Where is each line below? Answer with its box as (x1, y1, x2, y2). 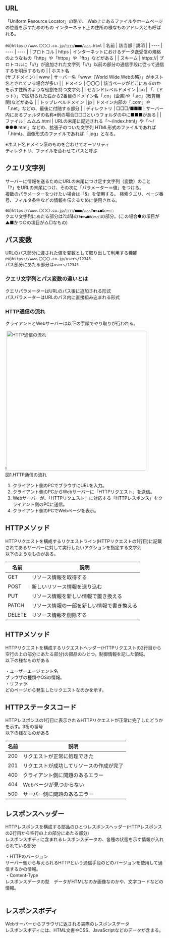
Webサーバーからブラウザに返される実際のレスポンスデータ (5, 921, 130, 927)
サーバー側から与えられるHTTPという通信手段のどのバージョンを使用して (5, 860, 158, 866)
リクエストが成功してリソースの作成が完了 (23, 763, 124, 770)
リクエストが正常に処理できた (23, 753, 94, 760)
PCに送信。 (43, 501, 68, 507)
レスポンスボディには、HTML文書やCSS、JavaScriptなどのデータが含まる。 (5, 927, 164, 933)
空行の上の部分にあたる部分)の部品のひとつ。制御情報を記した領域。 (5, 651, 148, 657)
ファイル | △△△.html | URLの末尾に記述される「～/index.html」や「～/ (5, 118, 155, 124)
